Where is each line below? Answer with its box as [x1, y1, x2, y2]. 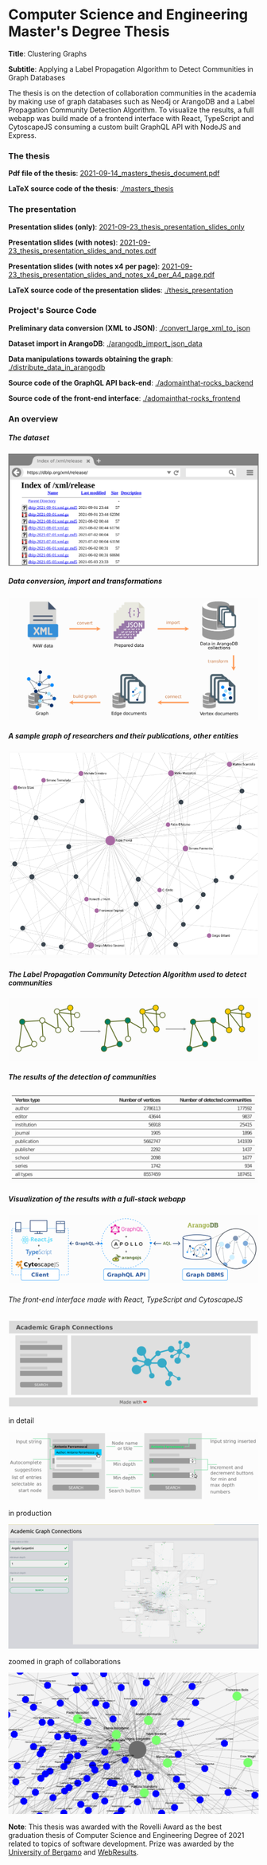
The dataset [8, 433, 50, 443]
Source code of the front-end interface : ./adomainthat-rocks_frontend [8, 393, 241, 403]
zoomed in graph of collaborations [8, 1657, 122, 1667]
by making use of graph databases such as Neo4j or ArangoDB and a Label [8, 96, 256, 106]
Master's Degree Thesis [8, 22, 170, 41]
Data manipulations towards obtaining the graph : [8, 354, 173, 363]
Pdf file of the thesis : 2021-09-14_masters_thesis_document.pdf [8, 169, 220, 178]
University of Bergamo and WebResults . [8, 1847, 139, 1857]
